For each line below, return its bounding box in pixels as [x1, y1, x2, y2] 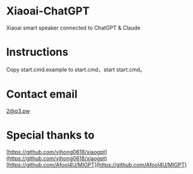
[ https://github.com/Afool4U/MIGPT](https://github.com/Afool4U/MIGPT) [6, 161, 187, 168]
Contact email [6, 87, 78, 101]
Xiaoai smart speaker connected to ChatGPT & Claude [6, 24, 141, 31]
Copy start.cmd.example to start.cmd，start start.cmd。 [6, 66, 146, 73]
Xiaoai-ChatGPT [6, 4, 90, 18]
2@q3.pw [6, 107, 30, 114]
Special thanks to [6, 128, 95, 142]
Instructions [6, 45, 69, 59]
